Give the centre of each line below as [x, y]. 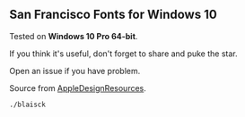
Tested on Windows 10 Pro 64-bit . [74, 36]
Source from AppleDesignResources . [78, 88]
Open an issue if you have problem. [75, 71]
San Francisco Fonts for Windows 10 [113, 15]
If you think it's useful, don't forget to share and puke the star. [123, 54]
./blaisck [28, 104]
